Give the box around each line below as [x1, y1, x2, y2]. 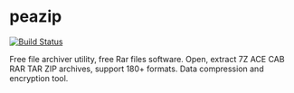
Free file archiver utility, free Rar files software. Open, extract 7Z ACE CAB [9, 53, 285, 64]
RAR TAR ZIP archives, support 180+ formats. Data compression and [9, 63, 264, 74]
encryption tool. [9, 72, 69, 83]
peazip [9, 6, 62, 27]
